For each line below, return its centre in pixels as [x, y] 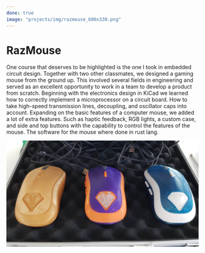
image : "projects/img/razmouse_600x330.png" [64, 19]
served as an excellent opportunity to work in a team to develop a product [99, 87]
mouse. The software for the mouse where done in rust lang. [82, 132]
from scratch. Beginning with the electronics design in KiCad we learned [97, 93]
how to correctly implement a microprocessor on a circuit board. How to [97, 100]
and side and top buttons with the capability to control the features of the [98, 126]
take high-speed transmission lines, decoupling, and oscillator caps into [97, 106]
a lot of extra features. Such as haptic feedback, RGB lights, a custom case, [101, 119]
